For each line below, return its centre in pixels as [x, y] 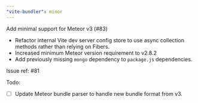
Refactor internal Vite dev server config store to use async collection [99, 40]
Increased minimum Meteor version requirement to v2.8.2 [86, 53]
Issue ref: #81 [23, 71]
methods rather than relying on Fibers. [62, 46]
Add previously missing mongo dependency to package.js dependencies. [103, 59]
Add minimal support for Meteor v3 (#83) [57, 29]
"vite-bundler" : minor [34, 12]
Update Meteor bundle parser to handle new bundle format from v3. [98, 93]
